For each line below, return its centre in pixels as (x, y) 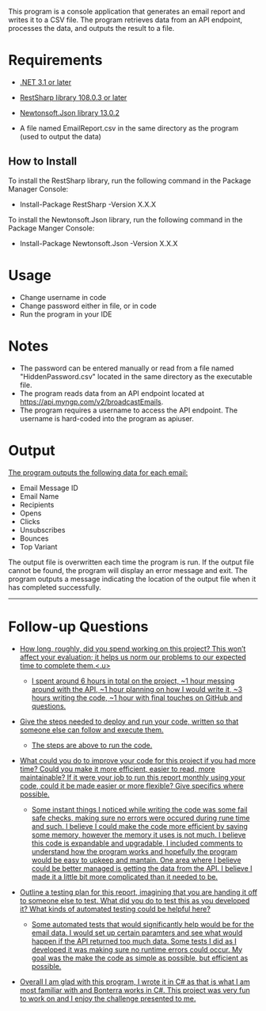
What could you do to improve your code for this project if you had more (137, 760)
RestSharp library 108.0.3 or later (73, 97)
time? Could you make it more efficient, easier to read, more (118, 769)
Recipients (37, 504)
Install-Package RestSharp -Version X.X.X (88, 204)
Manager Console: (38, 188)
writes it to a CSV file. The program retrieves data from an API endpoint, (125, 20)
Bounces (34, 538)
